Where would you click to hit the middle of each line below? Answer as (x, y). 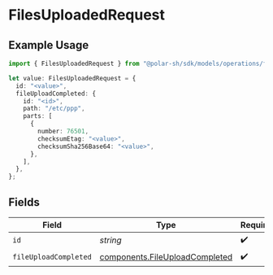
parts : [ (38, 116)
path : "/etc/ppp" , (54, 109)
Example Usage (49, 45)
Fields (24, 202)
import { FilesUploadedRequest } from (74, 63)
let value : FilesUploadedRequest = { (72, 78)
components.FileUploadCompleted (166, 257)
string (110, 240)
